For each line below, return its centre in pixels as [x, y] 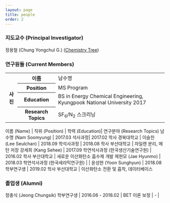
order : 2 [14, 19]
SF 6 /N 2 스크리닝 [77, 115]
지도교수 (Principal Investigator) [44, 38]
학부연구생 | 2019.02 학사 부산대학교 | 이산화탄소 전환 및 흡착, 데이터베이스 [79, 169]
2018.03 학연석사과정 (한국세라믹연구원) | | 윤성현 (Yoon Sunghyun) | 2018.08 [83, 163]
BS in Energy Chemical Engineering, [101, 96]
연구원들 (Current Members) [40, 64]
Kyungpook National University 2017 [102, 103]
